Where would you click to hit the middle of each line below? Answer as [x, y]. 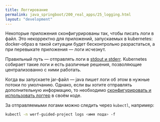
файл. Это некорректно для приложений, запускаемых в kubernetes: [79, 39]
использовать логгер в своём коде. [43, 95]
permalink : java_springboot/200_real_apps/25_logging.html [68, 15]
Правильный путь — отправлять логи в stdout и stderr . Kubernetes [76, 59]
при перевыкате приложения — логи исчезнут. [56, 49]
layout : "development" [29, 19]
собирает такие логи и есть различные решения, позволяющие [73, 65]
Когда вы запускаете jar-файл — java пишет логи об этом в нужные [77, 80]
